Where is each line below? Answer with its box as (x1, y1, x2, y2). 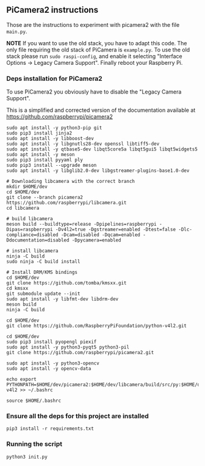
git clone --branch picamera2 (6, 194, 84, 201)
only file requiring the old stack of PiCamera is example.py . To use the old (6, 46, 190, 53)
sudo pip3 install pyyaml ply (6, 157, 84, 163)
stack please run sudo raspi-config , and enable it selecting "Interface (6, 52, 182, 60)
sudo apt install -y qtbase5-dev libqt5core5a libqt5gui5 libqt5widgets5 (6, 146, 198, 152)
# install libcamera (6, 248, 59, 254)
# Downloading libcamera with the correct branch (6, 179, 135, 185)
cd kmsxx (6, 286, 29, 292)
